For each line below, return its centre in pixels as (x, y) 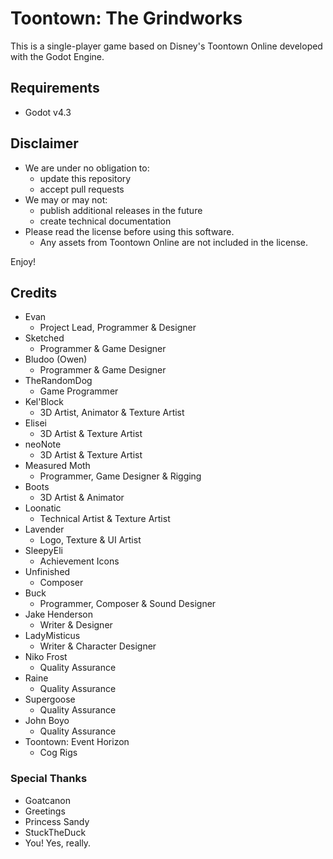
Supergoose (50, 699)
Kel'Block (44, 402)
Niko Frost (46, 657)
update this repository (85, 178)
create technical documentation (105, 221)
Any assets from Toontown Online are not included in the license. (174, 242)
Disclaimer (44, 143)
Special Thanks (49, 779)
